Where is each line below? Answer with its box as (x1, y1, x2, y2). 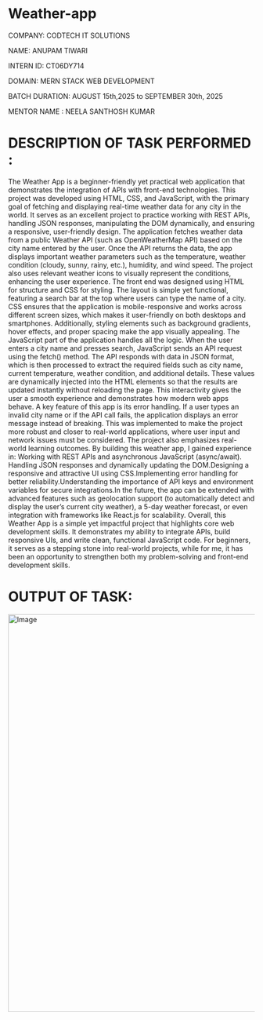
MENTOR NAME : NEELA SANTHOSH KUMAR (8, 107, 155, 116)
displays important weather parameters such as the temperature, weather (8, 252, 246, 261)
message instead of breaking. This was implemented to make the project (8, 418, 243, 428)
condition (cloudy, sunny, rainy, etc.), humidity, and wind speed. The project (8, 260, 253, 269)
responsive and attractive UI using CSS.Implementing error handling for (8, 468, 239, 478)
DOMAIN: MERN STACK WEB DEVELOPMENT (8, 76, 155, 86)
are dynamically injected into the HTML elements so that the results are (8, 377, 239, 386)
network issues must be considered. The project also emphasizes (8, 435, 221, 444)
